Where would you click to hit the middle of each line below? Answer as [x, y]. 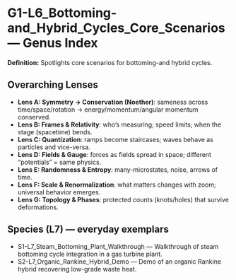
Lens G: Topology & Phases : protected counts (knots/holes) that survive [123, 199]
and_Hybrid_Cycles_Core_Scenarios [117, 28]
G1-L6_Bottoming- [62, 13]
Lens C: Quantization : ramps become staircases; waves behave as [115, 139]
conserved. [34, 117]
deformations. [38, 207]
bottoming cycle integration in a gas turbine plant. [90, 254]
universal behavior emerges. [59, 192]
